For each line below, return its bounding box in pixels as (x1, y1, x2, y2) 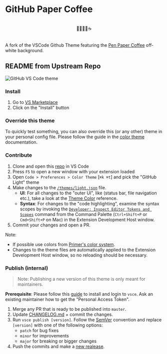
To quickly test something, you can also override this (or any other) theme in (5, 129, 162, 135)
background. (17, 47, 44, 53)
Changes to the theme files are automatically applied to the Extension (12, 247, 156, 253)
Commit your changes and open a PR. (12, 222, 91, 228)
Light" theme (12, 179, 39, 185)
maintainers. (17, 281, 43, 287)
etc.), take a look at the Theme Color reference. (19, 195, 118, 201)
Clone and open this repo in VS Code (12, 163, 89, 169)
